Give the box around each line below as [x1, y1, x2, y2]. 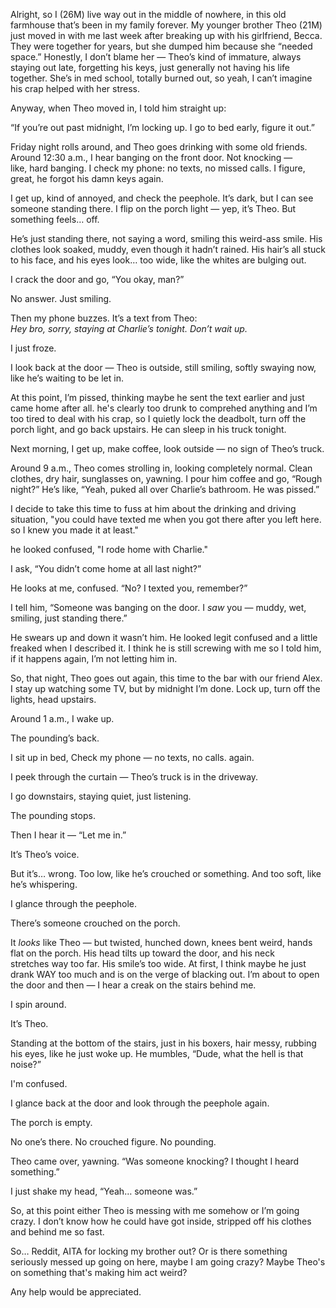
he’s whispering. [10, 879, 78, 890]
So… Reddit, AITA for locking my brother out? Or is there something [10, 1245, 288, 1257]
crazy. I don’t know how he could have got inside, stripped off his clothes [10, 1215, 312, 1227]
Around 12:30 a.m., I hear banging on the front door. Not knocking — [10, 152, 293, 163]
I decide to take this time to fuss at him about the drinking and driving [10, 503, 297, 514]
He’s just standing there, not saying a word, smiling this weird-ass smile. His [10, 233, 323, 244]
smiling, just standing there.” [10, 612, 128, 624]
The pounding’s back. [10, 732, 100, 744]
